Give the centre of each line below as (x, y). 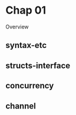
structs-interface (38, 66)
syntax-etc (26, 45)
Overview (17, 27)
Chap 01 (26, 10)
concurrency (30, 86)
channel (21, 106)
